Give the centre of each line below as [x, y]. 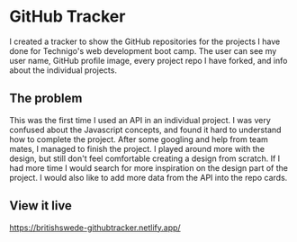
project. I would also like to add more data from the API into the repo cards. [148, 177]
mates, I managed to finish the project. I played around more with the [137, 148]
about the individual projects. [63, 70]
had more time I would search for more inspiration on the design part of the [148, 167]
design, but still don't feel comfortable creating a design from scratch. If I [145, 158]
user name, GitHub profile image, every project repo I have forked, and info [148, 60]
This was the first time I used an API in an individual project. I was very [140, 120]
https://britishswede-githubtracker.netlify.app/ [95, 228]
